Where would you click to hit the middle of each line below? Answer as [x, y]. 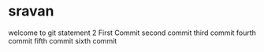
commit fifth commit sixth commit [63, 40]
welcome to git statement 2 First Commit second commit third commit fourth [132, 33]
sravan [31, 11]
